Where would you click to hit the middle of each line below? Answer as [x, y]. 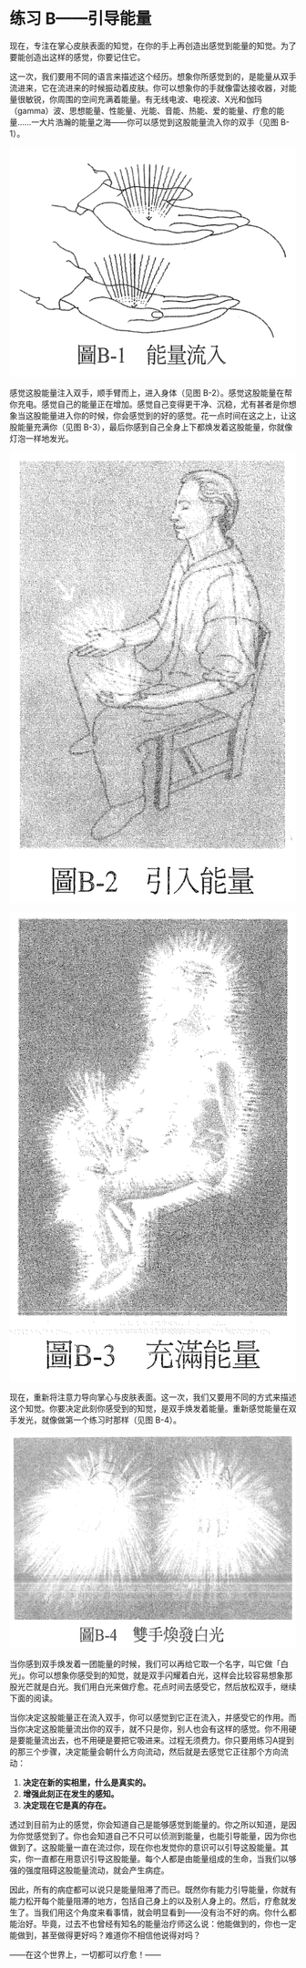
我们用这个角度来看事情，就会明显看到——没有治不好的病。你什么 [164, 1912]
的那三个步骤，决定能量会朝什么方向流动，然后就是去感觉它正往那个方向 [145, 1751]
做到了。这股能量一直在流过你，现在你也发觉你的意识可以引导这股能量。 [145, 1847]
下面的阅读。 [33, 1698]
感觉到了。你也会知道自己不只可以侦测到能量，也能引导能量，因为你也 [165, 1836]
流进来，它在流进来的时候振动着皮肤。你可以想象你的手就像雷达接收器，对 [149, 88]
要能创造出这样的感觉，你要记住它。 [77, 57]
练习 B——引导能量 [81, 19]
